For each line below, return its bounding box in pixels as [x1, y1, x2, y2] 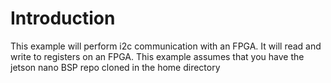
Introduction [10, 7, 116, 30]
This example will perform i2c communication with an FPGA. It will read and [10, 40, 322, 52]
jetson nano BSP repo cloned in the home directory [10, 61, 221, 73]
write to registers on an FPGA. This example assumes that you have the [10, 50, 305, 62]
